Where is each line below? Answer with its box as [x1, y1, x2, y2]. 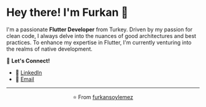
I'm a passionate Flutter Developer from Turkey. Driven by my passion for [6, 26, 193, 33]
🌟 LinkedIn [15, 68, 42, 76]
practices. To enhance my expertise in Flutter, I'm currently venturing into [6, 39, 192, 46]
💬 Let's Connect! [6, 57, 50, 64]
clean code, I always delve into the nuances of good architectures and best [6, 32, 196, 39]
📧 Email [15, 75, 35, 83]
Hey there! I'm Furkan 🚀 [6, 6, 129, 20]
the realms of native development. [6, 45, 93, 53]
